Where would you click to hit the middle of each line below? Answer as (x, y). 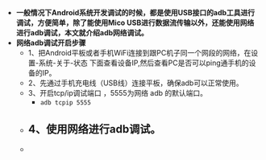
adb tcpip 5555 (65, 103)
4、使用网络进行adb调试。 (94, 129)
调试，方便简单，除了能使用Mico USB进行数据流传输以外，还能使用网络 (135, 23)
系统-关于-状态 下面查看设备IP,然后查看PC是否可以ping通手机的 (144, 63)
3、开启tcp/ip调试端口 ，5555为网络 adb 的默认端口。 (118, 93)
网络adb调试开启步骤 (51, 43)
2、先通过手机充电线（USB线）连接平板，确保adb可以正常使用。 (135, 83)
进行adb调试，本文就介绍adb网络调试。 (82, 33)
